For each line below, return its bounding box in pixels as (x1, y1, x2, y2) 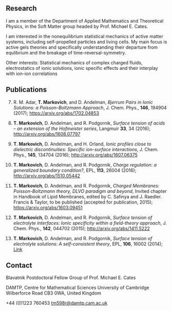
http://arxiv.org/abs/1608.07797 (13, 131, 81, 137)
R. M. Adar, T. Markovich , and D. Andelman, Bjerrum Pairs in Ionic (13, 99, 153, 105)
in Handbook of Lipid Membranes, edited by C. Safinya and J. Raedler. (13, 193, 162, 199)
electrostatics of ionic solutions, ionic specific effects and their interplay (6, 65, 158, 71)
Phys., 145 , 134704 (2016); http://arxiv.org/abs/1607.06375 (13, 152, 138, 158)
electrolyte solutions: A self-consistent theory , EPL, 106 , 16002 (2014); (13, 241, 163, 247)
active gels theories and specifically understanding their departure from (6, 44, 158, 50)
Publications (6, 85, 47, 94)
